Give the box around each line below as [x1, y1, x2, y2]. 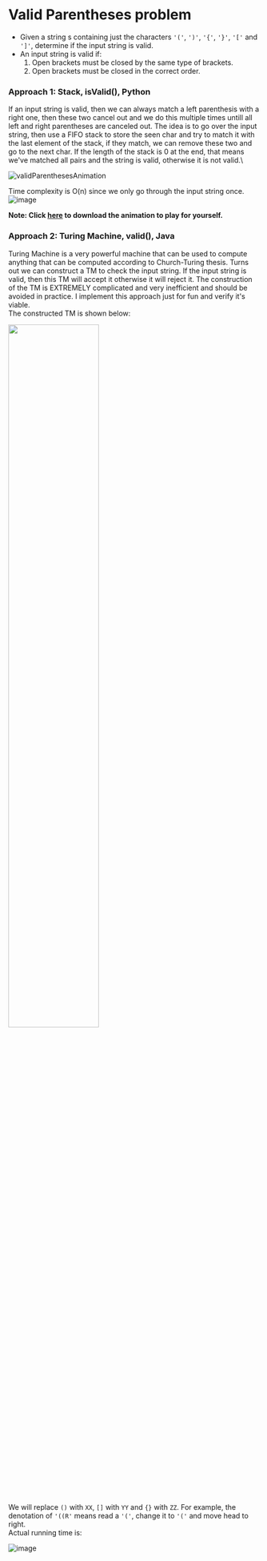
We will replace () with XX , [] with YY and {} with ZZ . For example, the [8, 1502, 237, 1511]
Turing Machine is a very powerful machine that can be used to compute [8, 248, 248, 258]
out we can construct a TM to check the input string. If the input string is [8, 266, 247, 276]
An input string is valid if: [19, 49, 102, 58]
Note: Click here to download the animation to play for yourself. [8, 211, 224, 220]
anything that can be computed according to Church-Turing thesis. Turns [8, 257, 249, 267]
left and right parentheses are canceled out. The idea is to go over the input [8, 122, 257, 131]
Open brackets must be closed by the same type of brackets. [31, 58, 233, 67]
